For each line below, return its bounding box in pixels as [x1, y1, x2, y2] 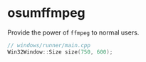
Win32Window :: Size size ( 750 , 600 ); [7, 48, 113, 56]
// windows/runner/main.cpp [7, 42, 91, 49]
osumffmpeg [7, 5, 85, 21]
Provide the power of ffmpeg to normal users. [7, 28, 140, 37]
